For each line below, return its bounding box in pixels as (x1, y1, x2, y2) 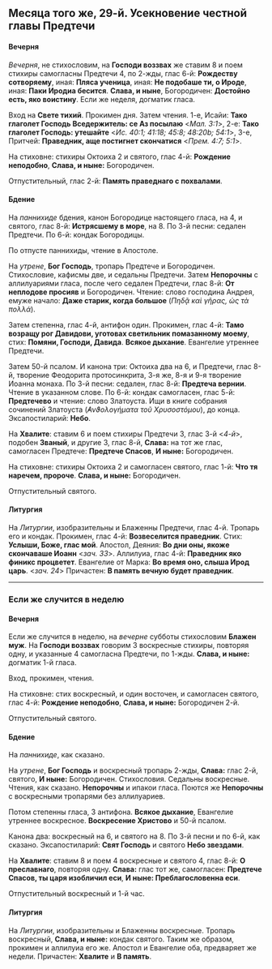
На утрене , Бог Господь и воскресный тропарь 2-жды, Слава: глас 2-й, (8, 765, 259, 775)
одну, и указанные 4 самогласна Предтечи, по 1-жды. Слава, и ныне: (8, 649, 250, 659)
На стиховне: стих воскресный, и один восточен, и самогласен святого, (8, 689, 259, 699)
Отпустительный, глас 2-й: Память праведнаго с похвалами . (8, 176, 223, 186)
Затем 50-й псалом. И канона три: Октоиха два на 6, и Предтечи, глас (8, 361, 253, 371)
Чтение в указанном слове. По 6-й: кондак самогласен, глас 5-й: (8, 387, 236, 397)
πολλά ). (8, 304, 36, 314)
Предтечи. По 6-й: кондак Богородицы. (8, 229, 145, 239)
